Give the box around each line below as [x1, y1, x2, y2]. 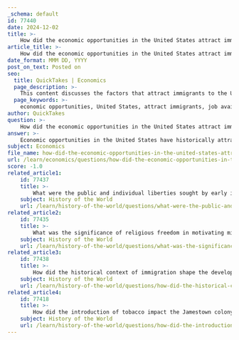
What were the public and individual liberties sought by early [33, 190, 228, 197]
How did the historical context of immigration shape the [33, 269, 208, 276]
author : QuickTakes [7, 110, 65, 117]
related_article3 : [7, 249, 62, 257]
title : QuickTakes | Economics [14, 76, 107, 84]
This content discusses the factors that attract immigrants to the [20, 90, 228, 97]
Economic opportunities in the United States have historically [20, 136, 215, 143]
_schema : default [7, 10, 59, 18]
